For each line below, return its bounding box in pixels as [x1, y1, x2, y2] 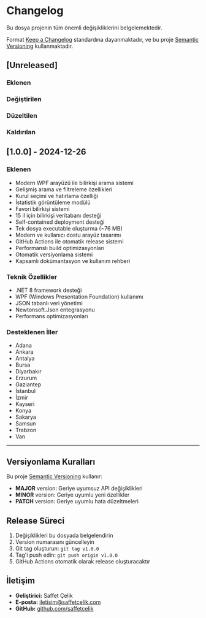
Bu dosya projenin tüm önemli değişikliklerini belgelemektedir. [6, 24, 162, 31]
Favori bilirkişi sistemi [15, 205, 70, 212]
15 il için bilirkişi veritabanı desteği [15, 212, 102, 219]
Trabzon [15, 427, 37, 434]
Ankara [15, 348, 34, 356]
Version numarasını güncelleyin [15, 538, 95, 546]
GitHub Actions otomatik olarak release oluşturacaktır [15, 557, 150, 565]
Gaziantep [15, 381, 42, 388]
